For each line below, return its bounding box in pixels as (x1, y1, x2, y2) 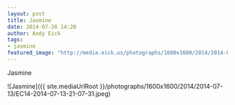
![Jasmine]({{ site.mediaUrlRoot (7, 82, 99, 90)
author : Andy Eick (7, 29, 61, 37)
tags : (7, 36, 23, 43)
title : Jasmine (7, 17, 52, 24)
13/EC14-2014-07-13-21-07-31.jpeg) (7, 89, 111, 98)
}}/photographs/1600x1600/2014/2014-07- (99, 82, 223, 90)
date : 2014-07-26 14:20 (7, 23, 77, 30)
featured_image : (7, 50, 55, 57)
